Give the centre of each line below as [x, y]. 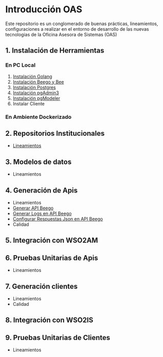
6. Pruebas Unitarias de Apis [52, 258]
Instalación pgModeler [36, 98]
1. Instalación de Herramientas [55, 50]
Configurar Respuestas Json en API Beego [58, 219]
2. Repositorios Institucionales [55, 133]
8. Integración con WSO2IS [49, 320]
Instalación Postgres [34, 87]
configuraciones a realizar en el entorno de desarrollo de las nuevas [77, 29]
